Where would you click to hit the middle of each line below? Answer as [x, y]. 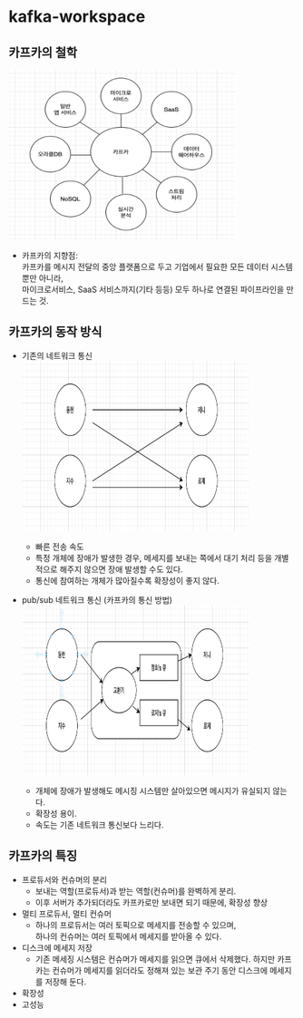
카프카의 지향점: [49, 255]
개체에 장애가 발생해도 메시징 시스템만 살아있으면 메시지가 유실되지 [153, 790]
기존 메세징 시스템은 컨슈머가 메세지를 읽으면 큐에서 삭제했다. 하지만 [155, 959]
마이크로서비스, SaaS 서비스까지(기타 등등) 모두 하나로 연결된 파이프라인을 [153, 289]
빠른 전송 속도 [59, 547]
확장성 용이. [56, 813]
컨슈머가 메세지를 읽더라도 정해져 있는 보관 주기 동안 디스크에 [160, 970]
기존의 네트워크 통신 [57, 355]
